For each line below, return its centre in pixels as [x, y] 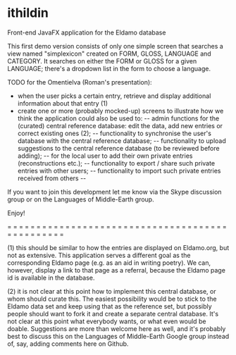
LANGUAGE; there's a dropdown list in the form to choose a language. [109, 68]
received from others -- [52, 178]
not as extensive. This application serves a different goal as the [99, 255]
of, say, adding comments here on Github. [68, 344]
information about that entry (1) [62, 103]
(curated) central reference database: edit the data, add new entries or [120, 125]
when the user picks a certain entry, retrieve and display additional [114, 96]
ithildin [28, 13]
